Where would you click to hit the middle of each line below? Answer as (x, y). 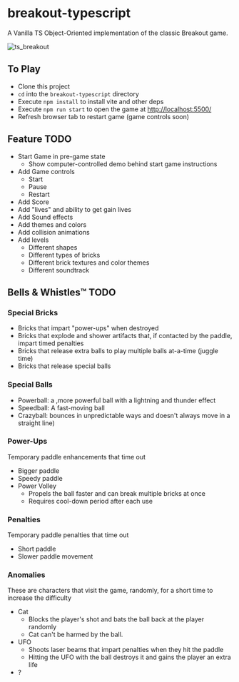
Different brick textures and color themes (89, 263)
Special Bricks (33, 312)
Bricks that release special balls (64, 366)
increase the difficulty (40, 598)
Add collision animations (54, 232)
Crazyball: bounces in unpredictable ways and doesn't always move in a (124, 415)
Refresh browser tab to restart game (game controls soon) (103, 116)
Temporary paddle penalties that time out (68, 535)
